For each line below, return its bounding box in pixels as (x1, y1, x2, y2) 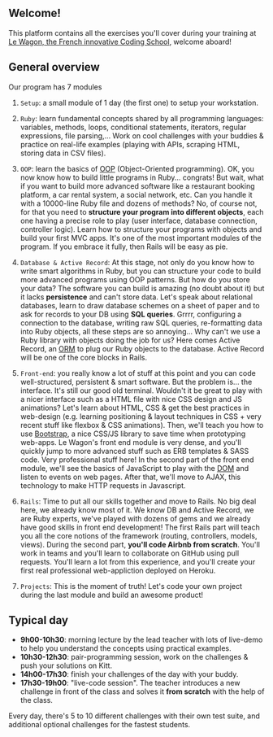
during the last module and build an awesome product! (19, 590, 204, 600)
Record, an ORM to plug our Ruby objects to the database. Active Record (19, 343, 265, 353)
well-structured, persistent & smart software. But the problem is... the (19, 377, 253, 386)
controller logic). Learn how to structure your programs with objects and (19, 224, 262, 234)
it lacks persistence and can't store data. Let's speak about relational (19, 292, 253, 302)
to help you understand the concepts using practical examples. (19, 643, 232, 653)
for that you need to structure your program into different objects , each (19, 207, 264, 216)
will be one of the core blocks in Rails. (19, 352, 148, 362)
